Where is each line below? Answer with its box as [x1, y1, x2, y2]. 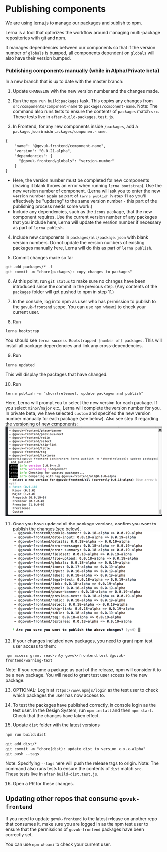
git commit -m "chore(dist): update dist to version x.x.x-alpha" [5, 746, 146, 751]
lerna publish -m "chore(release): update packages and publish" [5, 391, 143, 396]
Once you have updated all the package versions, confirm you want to [12, 521, 157, 526]
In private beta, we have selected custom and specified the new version [5, 410, 151, 416]
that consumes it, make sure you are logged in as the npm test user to [5, 821, 148, 827]
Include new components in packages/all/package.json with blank [12, 234, 148, 240]
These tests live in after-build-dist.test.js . [5, 771, 99, 777]
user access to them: [12, 643, 56, 649]
